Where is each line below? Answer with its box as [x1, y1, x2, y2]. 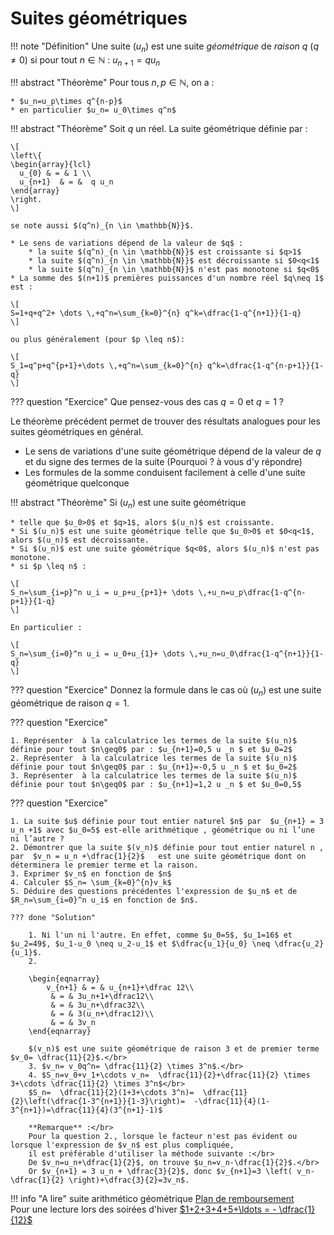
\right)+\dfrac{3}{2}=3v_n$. [68, 1175, 190, 1186]
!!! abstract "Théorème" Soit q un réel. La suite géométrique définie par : [10, 122, 308, 134]
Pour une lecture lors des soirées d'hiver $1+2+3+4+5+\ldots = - [10, 1203, 277, 1216]
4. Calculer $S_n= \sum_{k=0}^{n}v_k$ [10, 878, 172, 888]
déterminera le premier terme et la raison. [10, 860, 199, 871]
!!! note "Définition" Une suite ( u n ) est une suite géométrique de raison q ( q [10, 40, 320, 54]
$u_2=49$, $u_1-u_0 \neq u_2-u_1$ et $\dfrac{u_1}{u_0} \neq [10, 939, 271, 949]
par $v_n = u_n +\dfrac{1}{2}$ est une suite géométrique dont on [10, 852, 307, 862]
